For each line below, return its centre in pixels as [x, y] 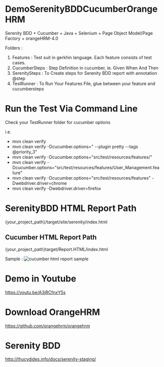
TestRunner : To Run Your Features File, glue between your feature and [84, 83]
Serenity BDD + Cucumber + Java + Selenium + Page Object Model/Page [79, 33]
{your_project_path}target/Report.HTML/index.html [57, 249]
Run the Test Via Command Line [71, 109]
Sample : [14, 259]
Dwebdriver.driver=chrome [39, 183]
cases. [19, 62]
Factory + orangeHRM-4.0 [32, 38]
